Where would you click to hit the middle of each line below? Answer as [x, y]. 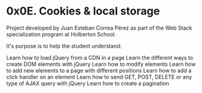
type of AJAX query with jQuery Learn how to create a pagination [88, 83]
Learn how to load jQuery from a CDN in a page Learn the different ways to [100, 57]
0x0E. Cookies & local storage [83, 11]
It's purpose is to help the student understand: [64, 46]
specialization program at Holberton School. [61, 34]
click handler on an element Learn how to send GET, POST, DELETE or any [99, 77]
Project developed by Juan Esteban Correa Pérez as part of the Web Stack [99, 28]
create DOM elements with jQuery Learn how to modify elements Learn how [101, 64]
